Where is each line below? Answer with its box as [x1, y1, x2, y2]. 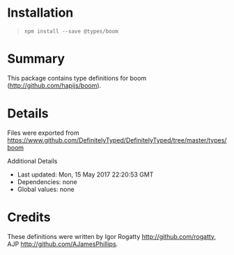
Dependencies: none [17, 177, 78, 186]
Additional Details [7, 156, 58, 165]
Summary [7, 51, 65, 67]
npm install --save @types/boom [24, 28, 118, 35]
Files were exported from [7, 129, 79, 137]
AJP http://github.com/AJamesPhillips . [7, 240, 118, 248]
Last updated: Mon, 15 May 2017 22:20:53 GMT [17, 170, 154, 179]
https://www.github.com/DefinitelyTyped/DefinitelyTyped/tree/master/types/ [7, 135, 227, 144]
